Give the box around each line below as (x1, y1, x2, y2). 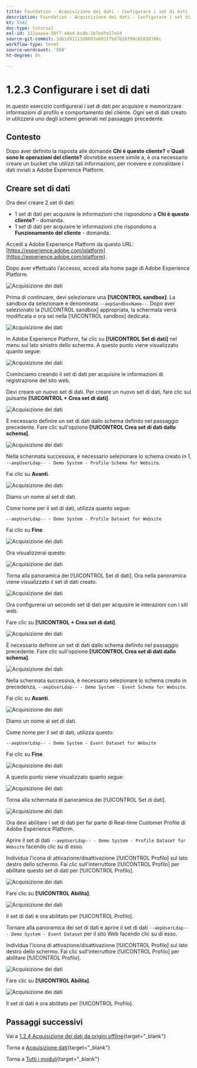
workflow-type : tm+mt (6, 42, 59, 48)
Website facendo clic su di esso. (6, 843, 84, 850)
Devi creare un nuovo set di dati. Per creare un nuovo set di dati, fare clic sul (6, 388, 191, 395)
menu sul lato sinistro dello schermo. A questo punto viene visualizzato (6, 342, 178, 349)
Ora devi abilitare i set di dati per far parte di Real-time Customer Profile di (6, 819, 186, 826)
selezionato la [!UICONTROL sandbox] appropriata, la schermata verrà (6, 306, 176, 313)
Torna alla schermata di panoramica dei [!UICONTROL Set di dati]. (6, 796, 166, 804)
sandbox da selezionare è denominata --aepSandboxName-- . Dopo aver (6, 300, 175, 307)
